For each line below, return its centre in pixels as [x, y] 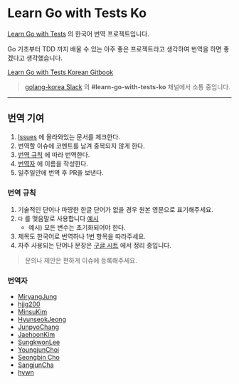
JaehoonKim [36, 335]
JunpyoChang [38, 327]
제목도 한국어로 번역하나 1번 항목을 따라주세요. [81, 236]
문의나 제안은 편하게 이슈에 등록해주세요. [81, 261]
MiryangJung [37, 297]
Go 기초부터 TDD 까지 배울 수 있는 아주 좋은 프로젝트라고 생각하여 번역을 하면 [115, 49]
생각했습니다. [44, 58]
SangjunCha [36, 365]
